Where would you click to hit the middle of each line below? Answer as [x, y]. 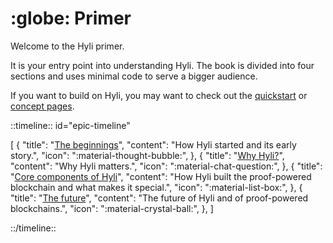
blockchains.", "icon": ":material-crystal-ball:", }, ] [112, 208]
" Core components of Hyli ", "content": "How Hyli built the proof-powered [161, 176]
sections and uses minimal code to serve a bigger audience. [134, 76]
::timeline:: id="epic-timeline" [70, 125]
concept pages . [42, 106]
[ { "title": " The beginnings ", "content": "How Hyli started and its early [153, 144]
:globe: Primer [71, 18]
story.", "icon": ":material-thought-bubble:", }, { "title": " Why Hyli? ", [147, 155]
